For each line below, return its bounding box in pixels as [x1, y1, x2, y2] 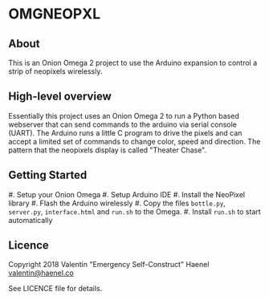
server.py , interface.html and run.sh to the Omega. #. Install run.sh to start [8, 206, 261, 217]
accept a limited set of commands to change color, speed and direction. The [8, 136, 261, 146]
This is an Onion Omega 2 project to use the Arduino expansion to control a [8, 58, 258, 67]
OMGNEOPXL [8, 5, 101, 23]
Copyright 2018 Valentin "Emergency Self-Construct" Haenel [8, 260, 210, 270]
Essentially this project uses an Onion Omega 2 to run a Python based [8, 111, 239, 120]
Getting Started [8, 168, 88, 182]
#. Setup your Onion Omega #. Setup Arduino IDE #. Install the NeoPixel [8, 189, 246, 199]
